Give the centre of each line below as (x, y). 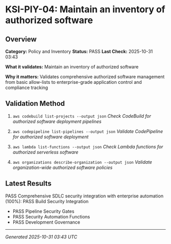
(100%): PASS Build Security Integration (47, 201)
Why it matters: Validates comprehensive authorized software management (85, 77)
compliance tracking (27, 87)
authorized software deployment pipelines (57, 121)
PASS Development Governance (46, 222)
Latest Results (28, 183)
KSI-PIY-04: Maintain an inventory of (85, 9)
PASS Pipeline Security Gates (44, 211)
